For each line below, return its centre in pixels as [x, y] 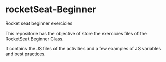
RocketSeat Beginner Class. [34, 39]
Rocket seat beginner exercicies [39, 23]
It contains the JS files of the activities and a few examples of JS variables [83, 48]
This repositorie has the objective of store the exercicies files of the [76, 33]
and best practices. [25, 54]
